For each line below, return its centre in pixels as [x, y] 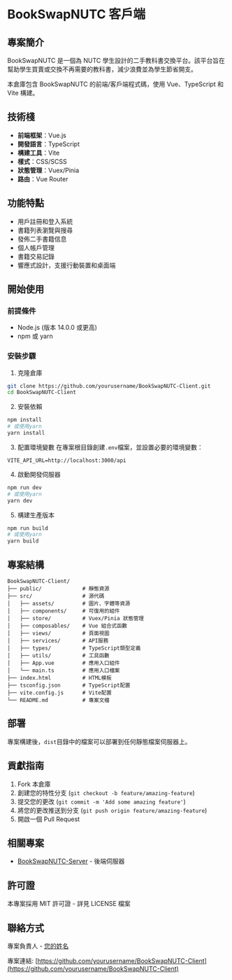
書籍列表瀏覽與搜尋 [45, 230]
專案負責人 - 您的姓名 [38, 946]
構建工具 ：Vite [38, 153]
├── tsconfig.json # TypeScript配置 [69, 686]
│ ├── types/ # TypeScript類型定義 [74, 648]
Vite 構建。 [23, 93]
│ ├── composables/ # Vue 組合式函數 [67, 626]
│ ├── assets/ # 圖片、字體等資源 [69, 604]
